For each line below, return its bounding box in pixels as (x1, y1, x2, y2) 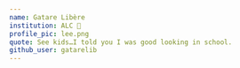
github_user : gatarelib (9, 46, 98, 55)
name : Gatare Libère (9, 12, 86, 22)
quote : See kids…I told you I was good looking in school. (9, 37, 233, 47)
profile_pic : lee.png (9, 29, 90, 38)
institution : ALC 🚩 (9, 21, 82, 30)
